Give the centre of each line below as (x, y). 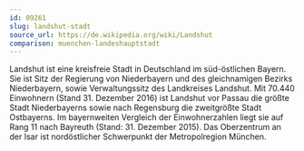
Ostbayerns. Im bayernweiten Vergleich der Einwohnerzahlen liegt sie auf (147, 117)
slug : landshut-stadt (50, 26)
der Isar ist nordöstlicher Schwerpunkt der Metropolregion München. (138, 136)
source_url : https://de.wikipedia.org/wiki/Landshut (111, 35)
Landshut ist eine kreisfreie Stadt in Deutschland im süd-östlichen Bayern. (148, 69)
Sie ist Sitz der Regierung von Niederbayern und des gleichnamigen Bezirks (151, 79)
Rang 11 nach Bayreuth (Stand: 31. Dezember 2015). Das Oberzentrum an (145, 127)
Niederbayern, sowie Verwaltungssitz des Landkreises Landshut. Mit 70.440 (152, 88)
